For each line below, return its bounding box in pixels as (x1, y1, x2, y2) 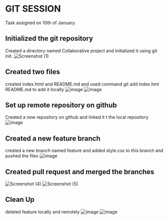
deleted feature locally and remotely (5, 208, 80, 214)
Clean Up (5, 195, 35, 204)
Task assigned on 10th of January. (5, 20, 76, 26)
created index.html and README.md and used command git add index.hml (5, 81, 159, 87)
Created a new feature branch (5, 134, 101, 142)
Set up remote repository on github (5, 101, 117, 109)
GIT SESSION (5, 3, 61, 15)
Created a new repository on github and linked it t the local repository (5, 114, 149, 120)
